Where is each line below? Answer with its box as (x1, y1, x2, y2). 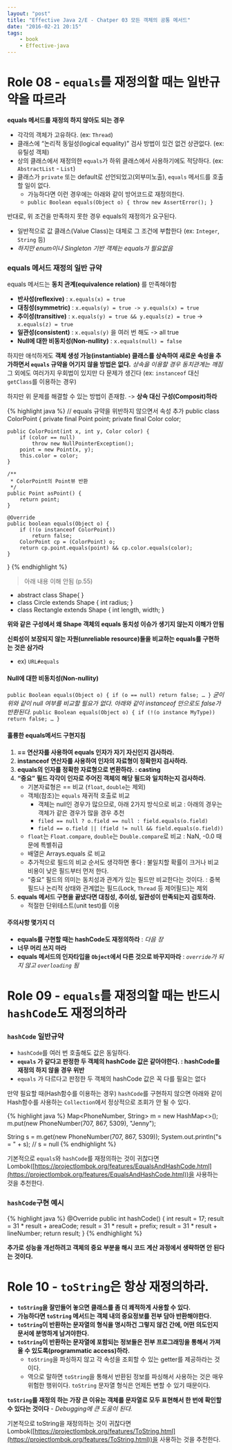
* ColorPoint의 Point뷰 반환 (10, 478, 88, 485)
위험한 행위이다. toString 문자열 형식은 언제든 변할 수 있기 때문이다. (27, 1381, 211, 1389)
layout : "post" (7, 10, 51, 17)
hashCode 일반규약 (7, 1032, 64, 1041)
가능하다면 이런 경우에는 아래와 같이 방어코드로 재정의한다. (27, 190, 185, 198)
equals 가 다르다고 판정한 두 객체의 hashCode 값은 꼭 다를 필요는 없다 (17, 1075, 206, 1083)
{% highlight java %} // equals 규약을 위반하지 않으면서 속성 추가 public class (7, 407, 220, 416)
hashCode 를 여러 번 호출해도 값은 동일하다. (17, 1049, 131, 1057)
